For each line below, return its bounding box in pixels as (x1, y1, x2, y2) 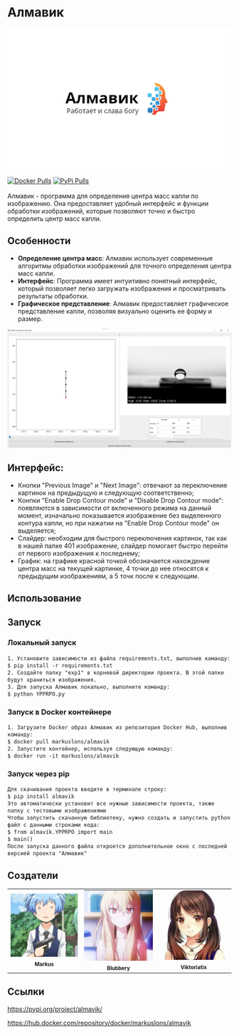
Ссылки (7, 986, 45, 998)
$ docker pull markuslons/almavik (7, 738, 110, 745)
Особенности (7, 235, 71, 247)
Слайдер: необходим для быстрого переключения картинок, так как (17, 533, 228, 542)
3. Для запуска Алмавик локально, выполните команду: (7, 683, 171, 691)
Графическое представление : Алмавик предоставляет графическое (17, 299, 229, 308)
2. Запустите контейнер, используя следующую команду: (7, 745, 174, 752)
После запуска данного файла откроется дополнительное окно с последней (7, 843, 228, 850)
